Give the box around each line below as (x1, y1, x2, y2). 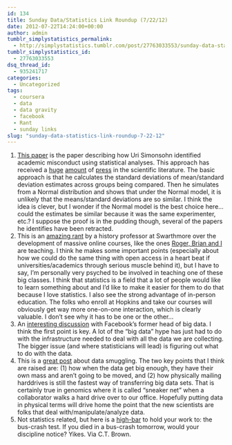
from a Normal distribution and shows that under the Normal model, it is (17, 188, 222, 196)
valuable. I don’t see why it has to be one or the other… (17, 312, 174, 321)
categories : (7, 74, 41, 82)
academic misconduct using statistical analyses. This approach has (17, 158, 209, 167)
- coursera (13, 94, 45, 101)
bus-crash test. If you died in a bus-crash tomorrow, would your (17, 423, 200, 431)
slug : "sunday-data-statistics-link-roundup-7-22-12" (7, 132, 166, 139)
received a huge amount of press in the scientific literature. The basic (17, 166, 215, 174)
